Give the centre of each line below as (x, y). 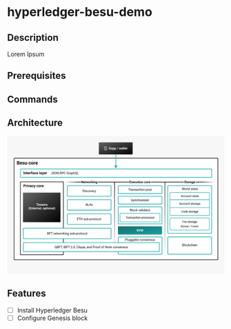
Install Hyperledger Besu (52, 310)
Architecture (35, 123)
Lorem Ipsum (26, 54)
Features (27, 293)
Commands (33, 99)
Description (33, 38)
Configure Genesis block (52, 318)
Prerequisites (37, 76)
